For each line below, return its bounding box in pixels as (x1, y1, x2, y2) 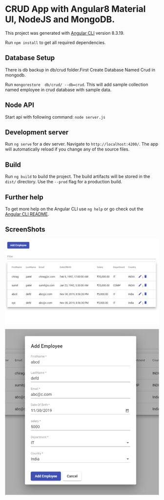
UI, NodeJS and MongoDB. (5, 14, 115, 25)
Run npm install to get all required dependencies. (5, 39, 106, 45)
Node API (5, 101, 34, 109)
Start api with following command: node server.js (5, 114, 106, 120)
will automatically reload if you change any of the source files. (5, 146, 130, 152)
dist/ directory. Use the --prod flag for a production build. (5, 179, 122, 185)
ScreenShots (5, 225, 45, 234)
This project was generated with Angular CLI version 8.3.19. (5, 30, 124, 36)
